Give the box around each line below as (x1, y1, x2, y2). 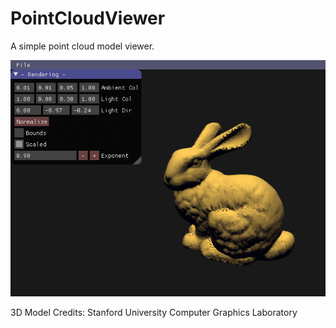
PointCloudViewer (10, 7, 166, 30)
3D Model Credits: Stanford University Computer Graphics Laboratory (10, 306, 298, 318)
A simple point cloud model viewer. (10, 40, 155, 52)
